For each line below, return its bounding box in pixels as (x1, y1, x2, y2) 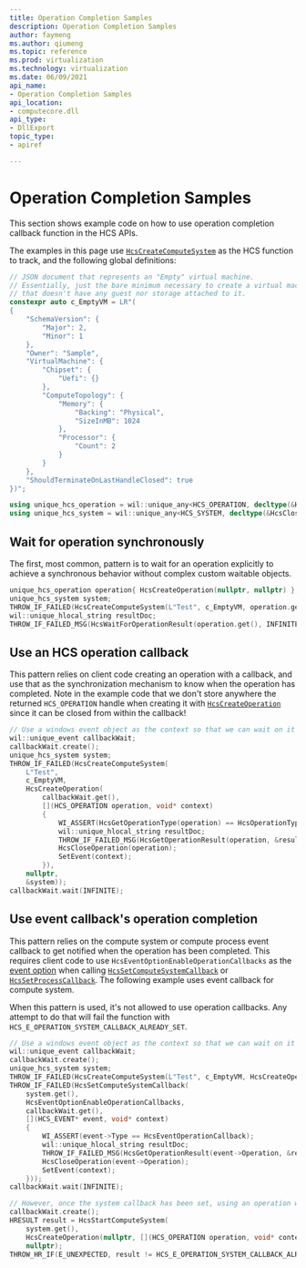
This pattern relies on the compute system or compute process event (9, 936, 270, 946)
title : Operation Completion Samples (9, 13, 153, 23)
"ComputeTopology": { (42, 391, 125, 400)
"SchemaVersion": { (25, 315, 100, 324)
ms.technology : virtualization (9, 65, 128, 74)
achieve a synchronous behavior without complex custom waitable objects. (9, 568, 292, 578)
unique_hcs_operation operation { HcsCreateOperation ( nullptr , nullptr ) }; (9, 586, 300, 595)
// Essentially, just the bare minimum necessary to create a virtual (9, 281, 283, 290)
